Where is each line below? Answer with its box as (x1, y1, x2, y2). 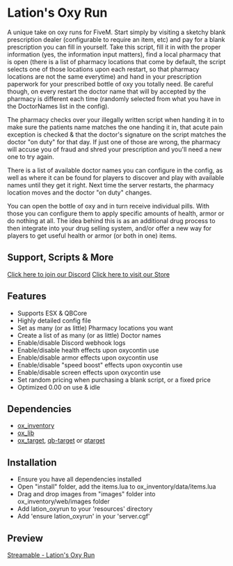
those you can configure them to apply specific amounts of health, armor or (7, 209, 225, 217)
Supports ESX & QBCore (17, 309, 88, 317)
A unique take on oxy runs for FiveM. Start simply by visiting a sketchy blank (7, 28, 226, 36)
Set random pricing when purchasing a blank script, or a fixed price (17, 375, 211, 384)
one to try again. (7, 152, 54, 161)
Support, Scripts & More (7, 252, 114, 263)
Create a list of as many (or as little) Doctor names (17, 331, 161, 339)
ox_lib (17, 429, 35, 437)
